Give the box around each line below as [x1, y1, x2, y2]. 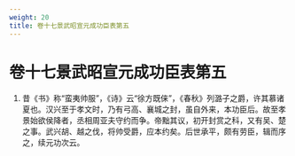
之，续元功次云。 [21, 137, 85, 148]
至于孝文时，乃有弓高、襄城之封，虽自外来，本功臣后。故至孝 [60, 104, 286, 115]
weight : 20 [9, 12, 50, 22]
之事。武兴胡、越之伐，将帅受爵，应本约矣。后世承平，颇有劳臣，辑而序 [21, 126, 286, 137]
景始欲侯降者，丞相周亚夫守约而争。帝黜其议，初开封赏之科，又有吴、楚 [21, 115, 286, 126]
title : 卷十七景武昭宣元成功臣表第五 [9, 21, 130, 30]
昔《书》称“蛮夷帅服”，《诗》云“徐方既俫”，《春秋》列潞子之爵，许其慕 [21, 93, 277, 104]
